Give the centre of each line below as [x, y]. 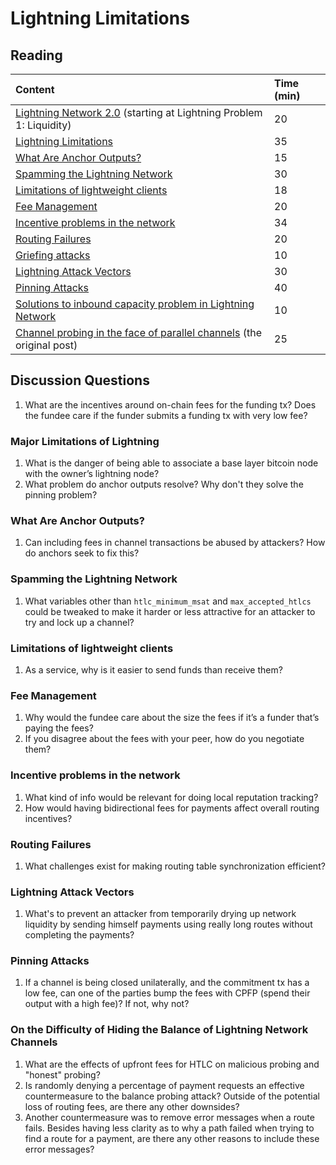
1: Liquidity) [43, 125]
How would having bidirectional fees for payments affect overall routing [172, 808]
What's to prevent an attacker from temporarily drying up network [160, 914]
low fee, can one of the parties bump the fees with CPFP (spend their [167, 993]
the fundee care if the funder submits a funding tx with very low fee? [166, 415]
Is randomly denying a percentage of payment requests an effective [164, 1085]
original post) [46, 345]
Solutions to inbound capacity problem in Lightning [135, 304]
